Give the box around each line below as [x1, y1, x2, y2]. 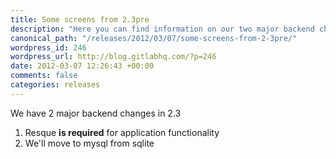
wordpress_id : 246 [10, 42, 87, 53]
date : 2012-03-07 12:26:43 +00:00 [10, 61, 155, 71]
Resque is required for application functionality [24, 126, 220, 138]
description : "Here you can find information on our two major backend [10, 24, 315, 34]
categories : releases [10, 80, 101, 90]
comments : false [10, 71, 78, 81]
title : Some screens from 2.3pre [10, 14, 150, 25]
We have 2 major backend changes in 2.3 [10, 107, 182, 119]
